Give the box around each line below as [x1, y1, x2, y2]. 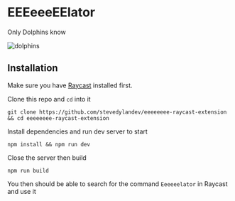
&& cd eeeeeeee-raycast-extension [7, 114, 110, 121]
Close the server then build [7, 153, 87, 162]
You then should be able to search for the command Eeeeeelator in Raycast [7, 179, 229, 188]
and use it [7, 187, 37, 195]
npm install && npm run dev [7, 141, 91, 148]
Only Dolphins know [7, 28, 66, 36]
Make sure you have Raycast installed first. [7, 81, 133, 89]
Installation [7, 62, 58, 75]
